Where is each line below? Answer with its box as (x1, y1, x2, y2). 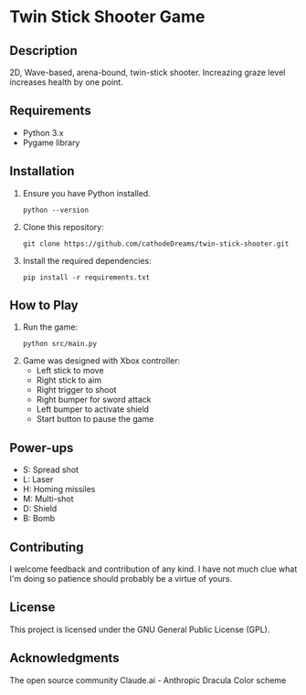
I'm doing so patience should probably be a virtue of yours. (9, 574, 233, 584)
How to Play (9, 298, 79, 313)
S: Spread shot (22, 464, 79, 476)
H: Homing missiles (22, 484, 96, 495)
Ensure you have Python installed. (22, 187, 151, 198)
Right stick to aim (36, 374, 102, 385)
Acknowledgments (9, 650, 121, 666)
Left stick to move (36, 365, 104, 376)
